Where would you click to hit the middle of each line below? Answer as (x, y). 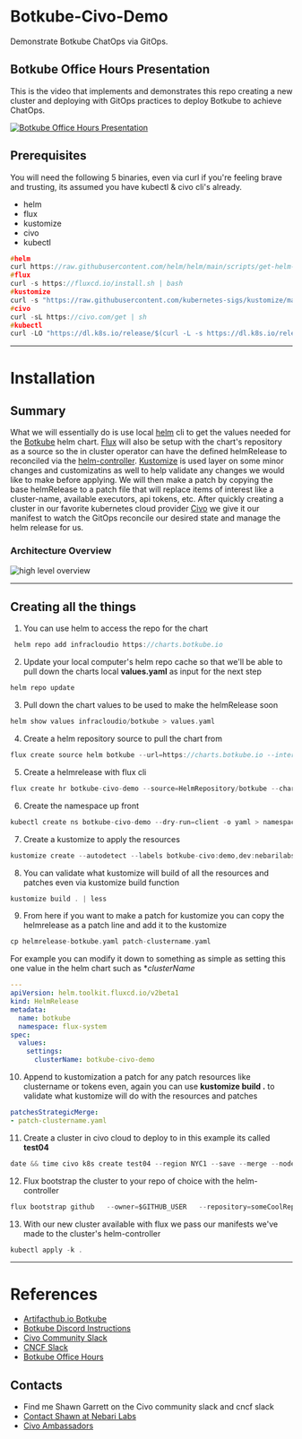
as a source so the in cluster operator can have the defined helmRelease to (149, 452)
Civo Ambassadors (58, 1426)
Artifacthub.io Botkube (65, 1319)
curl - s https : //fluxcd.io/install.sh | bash (96, 284)
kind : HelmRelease (44, 1002)
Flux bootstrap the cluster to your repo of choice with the (129, 1181)
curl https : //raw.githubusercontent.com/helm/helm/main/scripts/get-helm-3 (155, 267)
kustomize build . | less (58, 899)
